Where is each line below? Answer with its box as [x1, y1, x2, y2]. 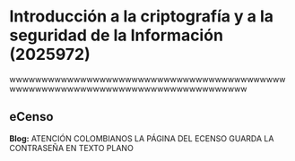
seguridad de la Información [9, 25, 224, 46]
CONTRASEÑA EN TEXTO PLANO [9, 142, 134, 153]
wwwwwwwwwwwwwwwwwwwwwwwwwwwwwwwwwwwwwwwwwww [9, 73, 286, 84]
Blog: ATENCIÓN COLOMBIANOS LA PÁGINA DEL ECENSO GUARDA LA [9, 132, 274, 144]
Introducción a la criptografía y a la [9, 6, 274, 27]
